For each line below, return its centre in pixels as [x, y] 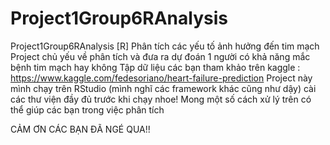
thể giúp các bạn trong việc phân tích [87, 109]
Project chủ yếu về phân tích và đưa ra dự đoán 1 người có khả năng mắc [160, 56]
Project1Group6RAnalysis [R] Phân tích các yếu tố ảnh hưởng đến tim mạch [165, 46]
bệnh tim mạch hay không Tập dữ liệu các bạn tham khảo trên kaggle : [155, 67]
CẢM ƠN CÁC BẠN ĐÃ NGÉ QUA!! [80, 129]
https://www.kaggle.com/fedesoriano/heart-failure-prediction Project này [161, 78]
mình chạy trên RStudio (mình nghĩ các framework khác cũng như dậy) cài [163, 88]
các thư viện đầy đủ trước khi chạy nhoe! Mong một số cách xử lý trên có [161, 99]
